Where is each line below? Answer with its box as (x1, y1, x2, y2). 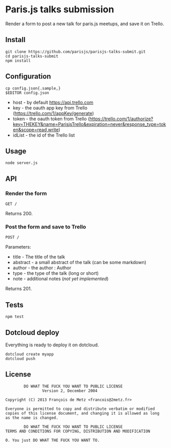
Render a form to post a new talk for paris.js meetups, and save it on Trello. (5, 21, 164, 27)
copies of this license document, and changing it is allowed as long (5, 410, 160, 416)
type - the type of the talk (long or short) (12, 270, 99, 276)
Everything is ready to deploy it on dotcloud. (5, 342, 99, 348)
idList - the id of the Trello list (12, 132, 75, 138)
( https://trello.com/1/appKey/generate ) (12, 110, 94, 116)
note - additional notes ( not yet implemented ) (12, 276, 109, 282)
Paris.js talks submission (5, 4, 115, 15)
